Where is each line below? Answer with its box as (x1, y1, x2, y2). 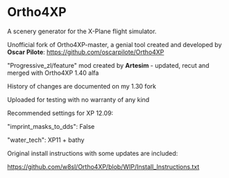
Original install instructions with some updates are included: (7, 149, 178, 157)
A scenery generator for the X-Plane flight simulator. (7, 27, 157, 35)
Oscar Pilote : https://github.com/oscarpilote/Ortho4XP (7, 48, 164, 56)
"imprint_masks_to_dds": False (7, 122, 95, 130)
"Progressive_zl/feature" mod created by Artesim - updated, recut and (7, 61, 210, 69)
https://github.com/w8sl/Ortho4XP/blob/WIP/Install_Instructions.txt (7, 162, 200, 170)
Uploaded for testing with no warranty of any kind (7, 95, 150, 104)
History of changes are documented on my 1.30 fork (7, 82, 156, 90)
